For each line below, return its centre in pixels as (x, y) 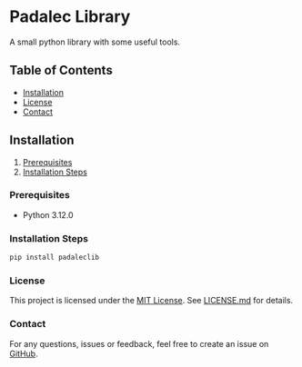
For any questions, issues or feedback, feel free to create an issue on (139, 343)
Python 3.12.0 (48, 214)
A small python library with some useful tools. (95, 42)
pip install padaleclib (55, 258)
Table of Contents (61, 70)
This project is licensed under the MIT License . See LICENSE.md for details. (151, 301)
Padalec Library (70, 17)
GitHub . (24, 353)
